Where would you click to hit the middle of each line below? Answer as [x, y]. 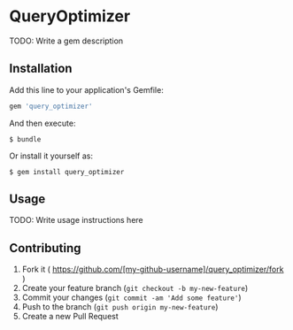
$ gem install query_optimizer [67, 172]
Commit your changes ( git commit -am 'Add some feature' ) [131, 297]
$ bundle [25, 139]
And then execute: [42, 123]
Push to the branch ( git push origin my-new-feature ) [120, 307]
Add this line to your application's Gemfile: [86, 89]
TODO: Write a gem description [66, 41]
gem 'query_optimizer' [51, 106]
